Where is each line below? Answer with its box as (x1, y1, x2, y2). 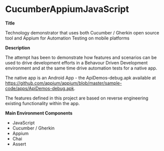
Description (5, 44, 30, 50)
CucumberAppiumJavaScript (5, 3, 129, 15)
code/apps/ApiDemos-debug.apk (5, 85, 74, 91)
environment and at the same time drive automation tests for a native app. (5, 65, 157, 71)
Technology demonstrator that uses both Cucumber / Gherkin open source (5, 29, 159, 35)
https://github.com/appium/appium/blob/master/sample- (5, 80, 122, 86)
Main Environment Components (5, 110, 72, 116)
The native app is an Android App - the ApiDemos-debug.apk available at (5, 74, 156, 80)
